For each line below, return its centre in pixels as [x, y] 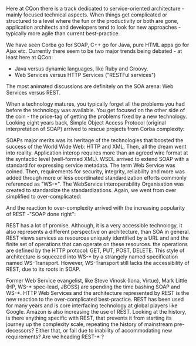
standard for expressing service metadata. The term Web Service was [91, 165]
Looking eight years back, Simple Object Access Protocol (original [86, 122]
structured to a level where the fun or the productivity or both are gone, [92, 21]
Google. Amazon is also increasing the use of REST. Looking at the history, [96, 312]
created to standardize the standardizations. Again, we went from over [91, 190]
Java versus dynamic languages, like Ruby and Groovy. [81, 69]
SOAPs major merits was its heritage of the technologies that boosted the [95, 140]
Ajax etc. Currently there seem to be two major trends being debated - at [94, 51]
